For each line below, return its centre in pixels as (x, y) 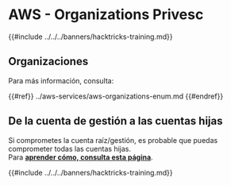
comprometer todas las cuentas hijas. (69, 148)
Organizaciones (48, 62)
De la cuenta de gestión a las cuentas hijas (115, 121)
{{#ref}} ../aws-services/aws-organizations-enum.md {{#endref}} (116, 96)
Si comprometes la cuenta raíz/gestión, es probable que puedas (113, 140)
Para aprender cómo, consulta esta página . (81, 157)
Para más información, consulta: (61, 80)
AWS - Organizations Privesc (106, 15)
